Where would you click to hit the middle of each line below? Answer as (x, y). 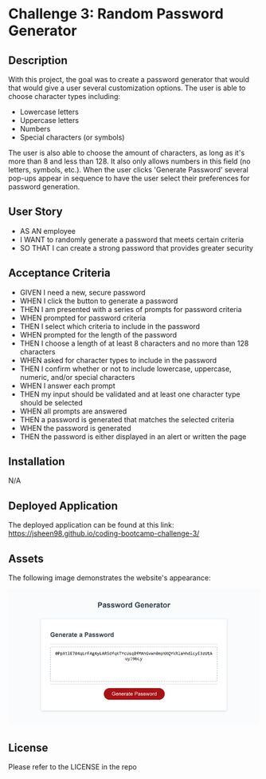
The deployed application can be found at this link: (91, 525)
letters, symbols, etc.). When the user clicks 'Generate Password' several (128, 170)
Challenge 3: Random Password (116, 14)
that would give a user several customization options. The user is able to (127, 88)
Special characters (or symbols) (72, 137)
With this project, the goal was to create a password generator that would (129, 79)
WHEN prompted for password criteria (82, 318)
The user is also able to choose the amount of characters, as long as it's (127, 153)
